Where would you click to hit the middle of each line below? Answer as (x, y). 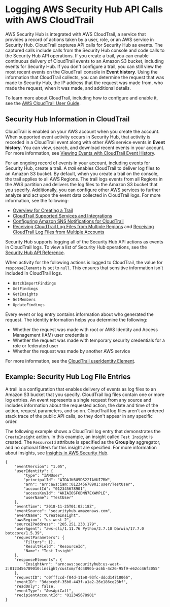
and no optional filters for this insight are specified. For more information (81, 447)
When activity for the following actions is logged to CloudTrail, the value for (84, 262)
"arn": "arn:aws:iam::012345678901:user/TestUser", (79, 484)
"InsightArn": (38, 564)
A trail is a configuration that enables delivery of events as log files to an (81, 389)
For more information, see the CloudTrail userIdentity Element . (70, 361)
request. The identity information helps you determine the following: (76, 319)
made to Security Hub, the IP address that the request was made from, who (84, 83)
